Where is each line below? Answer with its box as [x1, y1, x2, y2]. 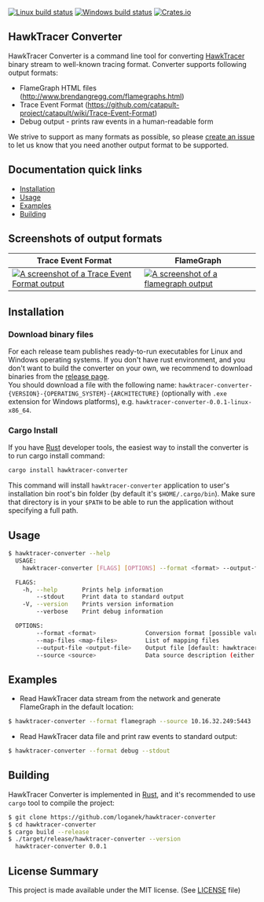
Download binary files [8, 329, 94, 340]
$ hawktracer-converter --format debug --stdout [8, 747, 170, 755]
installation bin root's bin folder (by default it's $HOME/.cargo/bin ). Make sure [8, 489, 255, 499]
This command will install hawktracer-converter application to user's [8, 481, 230, 490]
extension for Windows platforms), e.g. [8, 397, 134, 406]
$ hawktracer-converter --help [8, 550, 111, 558]
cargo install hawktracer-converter [8, 466, 128, 474]
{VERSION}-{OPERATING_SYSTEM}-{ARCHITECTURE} [8, 390, 159, 398]
